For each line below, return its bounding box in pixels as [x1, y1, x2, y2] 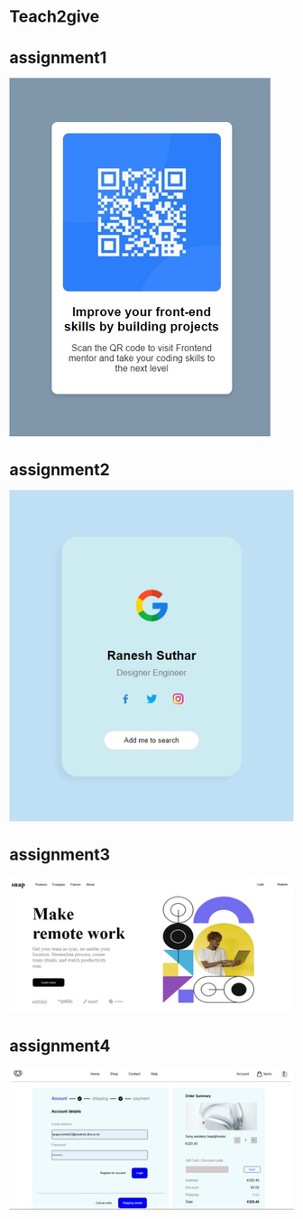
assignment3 [9, 844, 111, 865]
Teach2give [9, 6, 100, 27]
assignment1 [9, 48, 107, 69]
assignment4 [9, 1036, 111, 1056]
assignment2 [9, 460, 110, 480]
